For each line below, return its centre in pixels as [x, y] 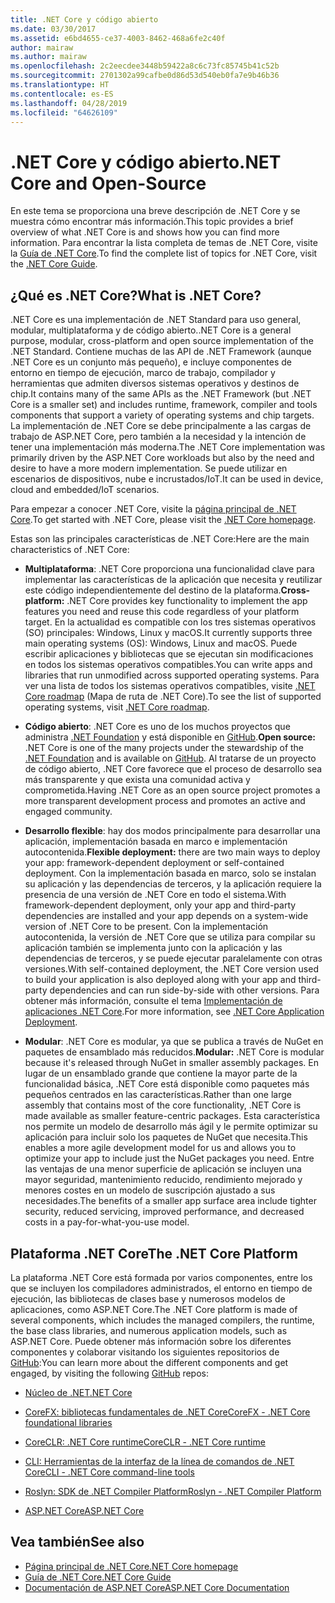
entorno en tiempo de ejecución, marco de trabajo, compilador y [143, 373]
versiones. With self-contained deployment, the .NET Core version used [171, 969]
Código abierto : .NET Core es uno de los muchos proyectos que [157, 727]
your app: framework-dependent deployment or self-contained [154, 863]
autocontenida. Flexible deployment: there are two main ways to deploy [172, 852]
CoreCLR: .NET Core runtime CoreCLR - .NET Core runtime [145, 1442]
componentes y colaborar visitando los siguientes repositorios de [145, 1352]
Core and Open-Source [108, 183]
